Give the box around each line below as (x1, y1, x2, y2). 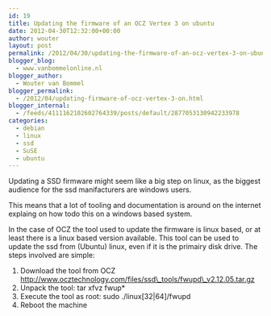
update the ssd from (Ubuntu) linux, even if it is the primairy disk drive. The (8, 242, 258, 252)
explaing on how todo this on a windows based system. (8, 209, 193, 218)
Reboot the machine (19, 300, 87, 310)
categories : (8, 117, 48, 125)
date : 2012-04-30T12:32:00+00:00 (8, 27, 121, 35)
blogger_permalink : (8, 86, 74, 95)
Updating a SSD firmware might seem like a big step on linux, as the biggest (8, 177, 261, 186)
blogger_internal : (8, 102, 70, 110)
